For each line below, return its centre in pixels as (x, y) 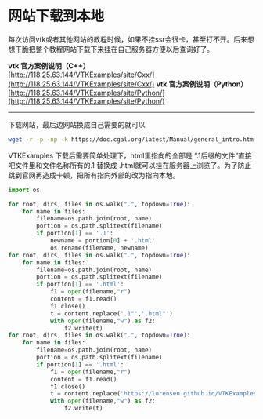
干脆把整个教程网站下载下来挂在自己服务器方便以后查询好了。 (114, 49)
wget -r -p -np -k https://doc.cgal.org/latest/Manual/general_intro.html (133, 139)
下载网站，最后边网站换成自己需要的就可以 (77, 124)
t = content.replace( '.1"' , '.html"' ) (112, 313)
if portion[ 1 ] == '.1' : (75, 233)
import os (24, 190)
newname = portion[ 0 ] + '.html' (103, 241)
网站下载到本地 (56, 16)
